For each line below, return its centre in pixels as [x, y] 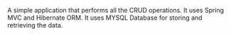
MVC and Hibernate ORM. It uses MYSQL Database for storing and [105, 18]
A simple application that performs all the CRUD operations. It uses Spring [116, 10]
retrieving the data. [35, 25]
